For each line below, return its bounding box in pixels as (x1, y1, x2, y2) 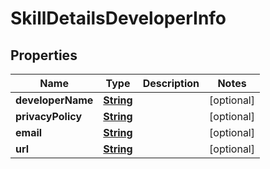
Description (142, 77, 200, 90)
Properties (10, 47, 78, 64)
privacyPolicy (15, 110, 83, 123)
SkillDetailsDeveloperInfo (10, 7, 227, 30)
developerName (15, 93, 94, 107)
